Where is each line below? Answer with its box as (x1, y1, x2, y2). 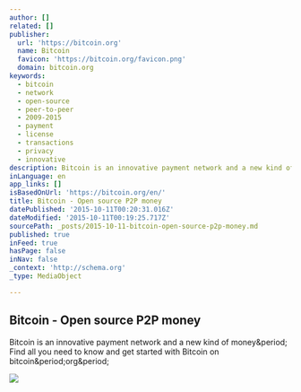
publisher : (9, 30, 50, 39)
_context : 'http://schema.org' (9, 264, 126, 273)
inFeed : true (9, 239, 58, 248)
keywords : (9, 72, 47, 81)
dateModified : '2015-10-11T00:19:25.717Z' (9, 213, 170, 222)
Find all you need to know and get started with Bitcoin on (9, 346, 219, 357)
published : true (9, 230, 70, 239)
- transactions (17, 138, 74, 147)
